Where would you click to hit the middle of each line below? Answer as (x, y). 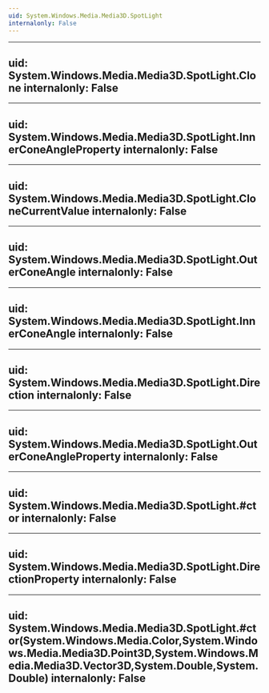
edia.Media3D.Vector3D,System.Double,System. (133, 666)
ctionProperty (44, 580)
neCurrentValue (49, 211)
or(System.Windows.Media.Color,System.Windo (133, 641)
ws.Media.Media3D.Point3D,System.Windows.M (133, 653)
